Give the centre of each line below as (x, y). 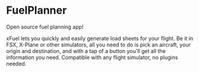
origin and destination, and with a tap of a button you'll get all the (86, 51)
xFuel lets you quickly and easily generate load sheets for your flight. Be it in (100, 38)
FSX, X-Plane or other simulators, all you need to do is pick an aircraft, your (99, 45)
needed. (16, 64)
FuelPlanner (37, 10)
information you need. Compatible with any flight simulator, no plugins (92, 57)
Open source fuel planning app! (45, 27)
